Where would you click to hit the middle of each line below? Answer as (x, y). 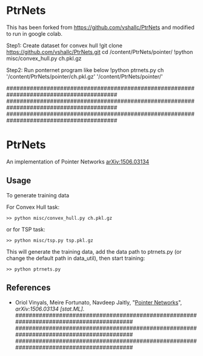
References (28, 288)
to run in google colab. (34, 33)
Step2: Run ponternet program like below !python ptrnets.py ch (85, 70)
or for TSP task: (26, 229)
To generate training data (38, 195)
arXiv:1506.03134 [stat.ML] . (50, 309)
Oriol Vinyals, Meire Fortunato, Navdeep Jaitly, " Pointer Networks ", (98, 302)
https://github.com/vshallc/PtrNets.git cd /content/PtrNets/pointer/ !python (100, 51)
